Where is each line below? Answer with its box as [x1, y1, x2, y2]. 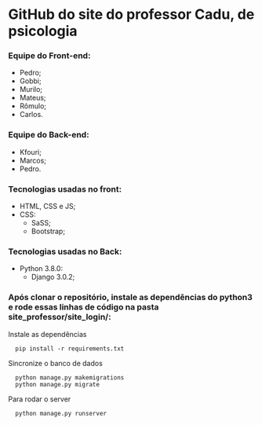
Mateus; [19, 93, 46, 103]
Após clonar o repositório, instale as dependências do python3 [8, 292, 253, 303]
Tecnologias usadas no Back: [8, 246, 122, 257]
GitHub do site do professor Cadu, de [8, 5, 255, 24]
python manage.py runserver [15, 409, 107, 417]
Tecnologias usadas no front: [8, 183, 122, 194]
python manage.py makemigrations [15, 373, 125, 382]
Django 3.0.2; [31, 273, 75, 282]
